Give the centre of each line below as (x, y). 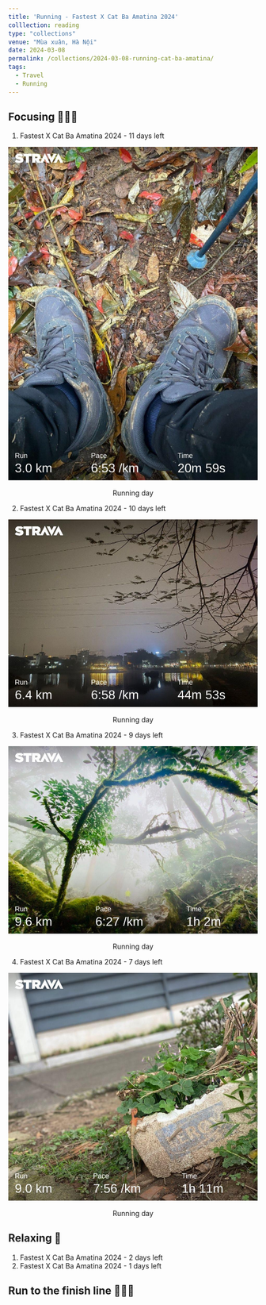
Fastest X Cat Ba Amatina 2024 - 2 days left (91, 1257)
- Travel (30, 75)
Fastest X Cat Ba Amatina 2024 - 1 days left (91, 1265)
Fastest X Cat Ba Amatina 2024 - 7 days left (91, 961)
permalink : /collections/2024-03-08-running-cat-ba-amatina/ (111, 59)
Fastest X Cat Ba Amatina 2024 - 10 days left (93, 509)
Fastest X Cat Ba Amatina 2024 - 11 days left (92, 136)
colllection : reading (44, 25)
